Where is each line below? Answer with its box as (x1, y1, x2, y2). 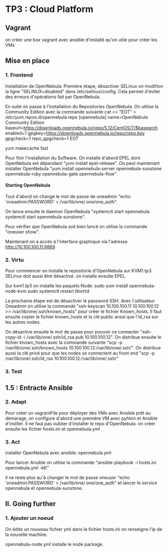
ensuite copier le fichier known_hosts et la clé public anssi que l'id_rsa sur (5, 314, 158, 320)
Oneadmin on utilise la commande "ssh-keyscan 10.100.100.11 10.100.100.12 (5, 303, 159, 309)
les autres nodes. (5, 319, 41, 325)
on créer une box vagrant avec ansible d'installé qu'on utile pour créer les (5, 37, 157, 43)
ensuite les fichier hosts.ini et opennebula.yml (5, 426, 100, 432)
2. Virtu (5, 256, 24, 263)
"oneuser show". (5, 229, 40, 235)
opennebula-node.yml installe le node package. (5, 541, 104, 547)
